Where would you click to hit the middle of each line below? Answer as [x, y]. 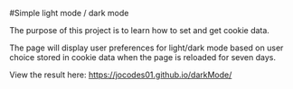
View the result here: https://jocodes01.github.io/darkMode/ [121, 75]
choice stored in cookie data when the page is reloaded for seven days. [142, 57]
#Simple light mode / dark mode [69, 13]
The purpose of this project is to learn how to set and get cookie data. [139, 30]
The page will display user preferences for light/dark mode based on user [146, 48]
